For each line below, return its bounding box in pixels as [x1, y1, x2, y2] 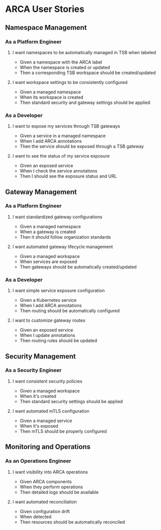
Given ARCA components [19, 478, 72, 484]
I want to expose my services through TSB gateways [12, 123, 120, 129]
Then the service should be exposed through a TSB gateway [19, 143, 144, 150]
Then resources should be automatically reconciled [19, 519, 125, 525]
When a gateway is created [19, 229, 76, 235]
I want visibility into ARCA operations [12, 469, 88, 475]
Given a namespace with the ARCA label [19, 59, 103, 65]
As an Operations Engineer [5, 457, 72, 464]
